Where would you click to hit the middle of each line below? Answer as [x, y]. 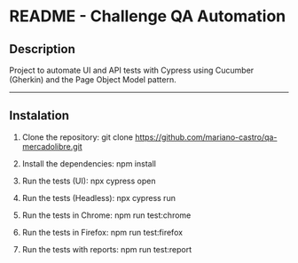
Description [42, 49]
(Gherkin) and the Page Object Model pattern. [93, 80]
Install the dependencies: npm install [89, 163]
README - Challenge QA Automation [148, 16]
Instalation [39, 116]
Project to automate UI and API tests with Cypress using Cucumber [132, 70]
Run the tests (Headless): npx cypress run [98, 197]
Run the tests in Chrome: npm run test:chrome [106, 215]
